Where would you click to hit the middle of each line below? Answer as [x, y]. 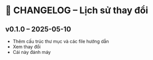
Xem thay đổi [27, 47]
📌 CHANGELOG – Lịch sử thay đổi [77, 10]
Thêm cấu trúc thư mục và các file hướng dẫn [61, 41]
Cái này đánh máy [32, 52]
